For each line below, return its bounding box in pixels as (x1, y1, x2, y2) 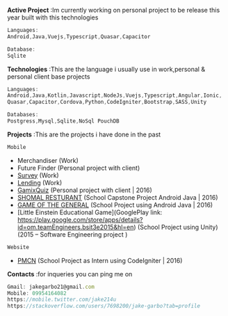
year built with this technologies (7, 13, 99, 22)
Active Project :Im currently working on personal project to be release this (7, 6, 220, 14)
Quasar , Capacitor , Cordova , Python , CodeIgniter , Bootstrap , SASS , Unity (7, 99, 207, 106)
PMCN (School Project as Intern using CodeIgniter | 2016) (17, 256, 183, 264)
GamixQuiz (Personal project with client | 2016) (17, 186, 152, 194)
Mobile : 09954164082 (7, 290, 67, 297)
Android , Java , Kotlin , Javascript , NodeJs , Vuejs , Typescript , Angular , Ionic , (7, 92, 222, 100)
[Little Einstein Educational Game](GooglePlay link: (17, 208, 163, 216)
